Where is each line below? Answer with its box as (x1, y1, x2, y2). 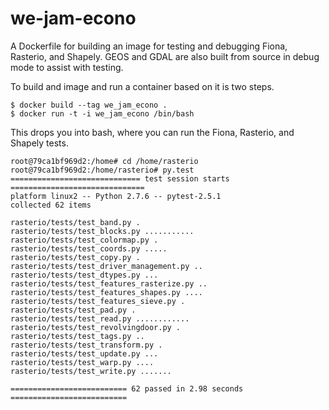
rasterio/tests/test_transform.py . (10, 340, 163, 350)
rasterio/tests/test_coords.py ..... (10, 243, 168, 254)
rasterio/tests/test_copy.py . (10, 252, 141, 262)
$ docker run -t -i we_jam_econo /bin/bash (10, 108, 195, 119)
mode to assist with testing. (10, 61, 124, 73)
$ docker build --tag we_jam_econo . (10, 100, 168, 110)
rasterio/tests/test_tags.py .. (10, 331, 145, 341)
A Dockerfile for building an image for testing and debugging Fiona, (10, 40, 288, 52)
